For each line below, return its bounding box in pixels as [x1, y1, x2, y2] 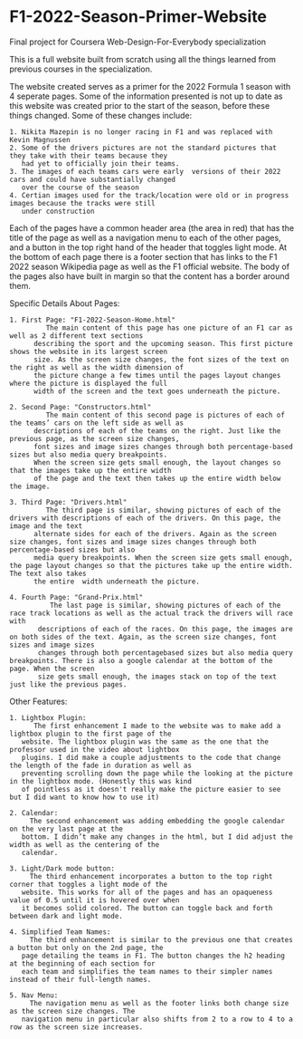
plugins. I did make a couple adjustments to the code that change [21, 753, 281, 762]
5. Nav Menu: [9, 990, 59, 1000]
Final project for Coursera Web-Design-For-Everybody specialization [9, 36, 267, 47]
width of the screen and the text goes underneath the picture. [33, 387, 281, 396]
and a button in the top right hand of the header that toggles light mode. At [9, 242, 288, 253]
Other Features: [9, 696, 68, 707]
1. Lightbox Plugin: [9, 713, 88, 722]
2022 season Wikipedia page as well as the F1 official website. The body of [9, 261, 290, 272]
